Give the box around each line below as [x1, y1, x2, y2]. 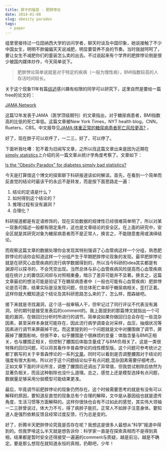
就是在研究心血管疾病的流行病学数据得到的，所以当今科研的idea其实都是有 [5, 260, 158, 266]
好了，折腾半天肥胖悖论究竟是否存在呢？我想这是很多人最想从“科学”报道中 [5, 422, 158, 428]
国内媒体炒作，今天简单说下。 [13, 59, 75, 65]
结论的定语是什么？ [12, 189, 52, 195]
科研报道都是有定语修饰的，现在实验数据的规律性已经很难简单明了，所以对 [5, 218, 158, 224]
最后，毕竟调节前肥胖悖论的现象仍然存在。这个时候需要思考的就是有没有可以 [5, 386, 162, 392]
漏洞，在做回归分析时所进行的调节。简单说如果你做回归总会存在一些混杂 [13, 314, 162, 320]
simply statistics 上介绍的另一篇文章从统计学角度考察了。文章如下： [5, 152, 143, 158]
